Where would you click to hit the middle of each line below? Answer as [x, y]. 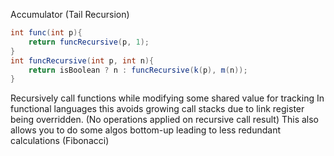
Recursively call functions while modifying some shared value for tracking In [167, 98]
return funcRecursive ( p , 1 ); [89, 42]
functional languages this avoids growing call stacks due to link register [157, 109]
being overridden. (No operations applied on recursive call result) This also [165, 120]
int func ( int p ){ [46, 33]
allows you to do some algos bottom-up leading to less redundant [145, 130]
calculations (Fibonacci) [60, 141]
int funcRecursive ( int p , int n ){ [82, 60]
